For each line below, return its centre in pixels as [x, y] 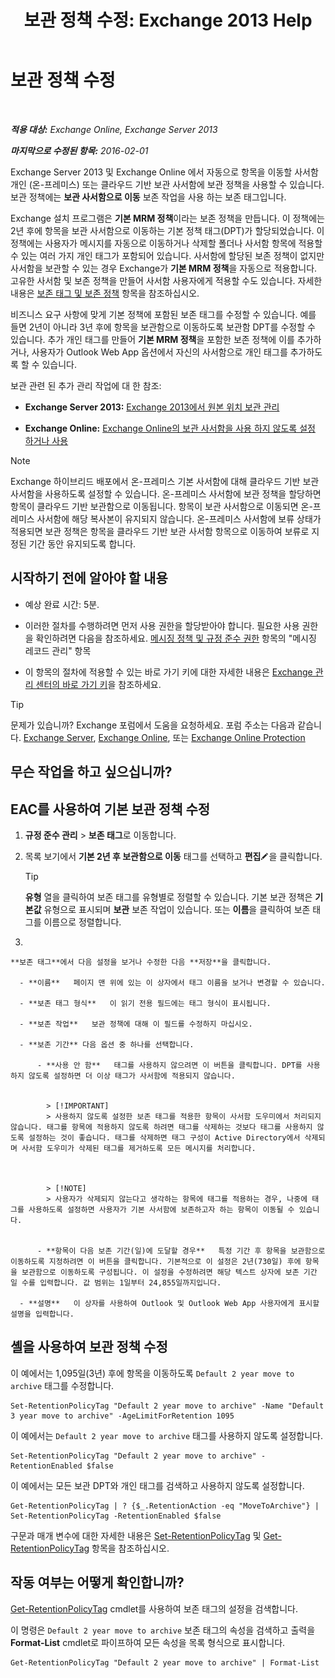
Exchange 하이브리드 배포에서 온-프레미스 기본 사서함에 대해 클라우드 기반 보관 [165, 481]
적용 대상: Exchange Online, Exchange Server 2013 [114, 129]
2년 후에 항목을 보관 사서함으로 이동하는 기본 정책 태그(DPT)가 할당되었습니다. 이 [167, 230]
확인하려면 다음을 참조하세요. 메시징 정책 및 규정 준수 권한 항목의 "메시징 [176, 638]
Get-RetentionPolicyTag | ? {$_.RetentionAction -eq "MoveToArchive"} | [165, 1506]
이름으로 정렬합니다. [82, 922]
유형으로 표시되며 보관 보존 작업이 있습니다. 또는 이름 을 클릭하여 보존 [177, 909]
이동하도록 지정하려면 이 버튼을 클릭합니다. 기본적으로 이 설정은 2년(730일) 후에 [156, 1261]
